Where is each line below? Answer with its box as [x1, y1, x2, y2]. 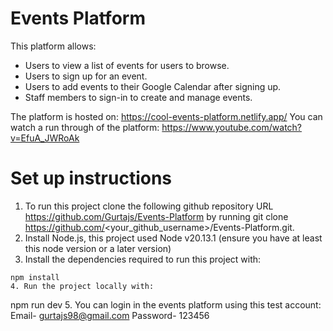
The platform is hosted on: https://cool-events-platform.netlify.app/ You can [10, 110, 323, 122]
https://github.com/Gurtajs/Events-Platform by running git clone [24, 210, 289, 222]
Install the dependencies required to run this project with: [24, 253, 262, 265]
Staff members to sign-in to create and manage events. [24, 91, 253, 103]
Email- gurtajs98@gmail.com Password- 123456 [10, 309, 210, 321]
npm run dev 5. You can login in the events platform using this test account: [10, 298, 322, 311]
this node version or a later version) [24, 242, 172, 254]
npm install [10, 272, 60, 282]
